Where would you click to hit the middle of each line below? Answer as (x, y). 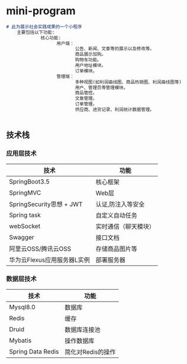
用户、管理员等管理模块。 (101, 87)
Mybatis (20, 340)
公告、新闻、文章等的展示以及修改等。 (115, 49)
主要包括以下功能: (36, 32)
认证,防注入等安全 (120, 204)
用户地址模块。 (91, 66)
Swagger (22, 237)
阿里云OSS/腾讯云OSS (40, 249)
